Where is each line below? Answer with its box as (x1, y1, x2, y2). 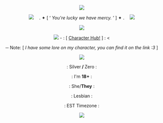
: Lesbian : (71, 93, 93, 99)
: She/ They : (69, 83, 95, 89)
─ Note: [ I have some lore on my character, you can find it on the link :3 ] (5, 45, 158, 50)
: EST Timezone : (64, 103, 99, 108)
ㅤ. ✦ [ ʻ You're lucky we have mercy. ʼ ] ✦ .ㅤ (35, 15, 129, 21)
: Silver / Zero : (67, 64, 97, 70)
